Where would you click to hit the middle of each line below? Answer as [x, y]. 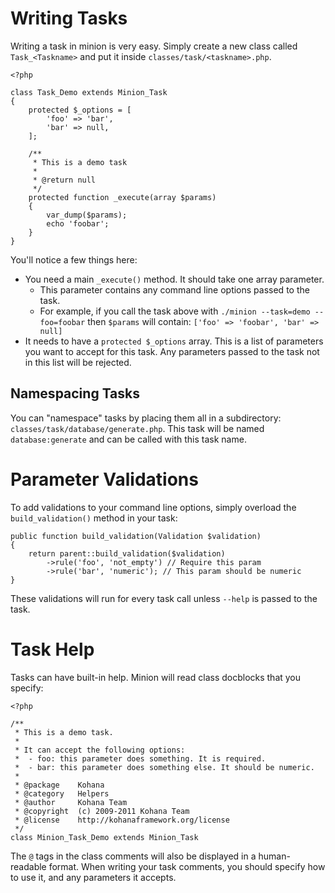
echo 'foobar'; [78, 223]
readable [28, 866]
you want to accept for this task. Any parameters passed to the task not [172, 351]
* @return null [64, 180]
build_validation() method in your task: [94, 518]
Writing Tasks [69, 18]
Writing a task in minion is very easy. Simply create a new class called [154, 46]
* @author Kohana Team [71, 802]
